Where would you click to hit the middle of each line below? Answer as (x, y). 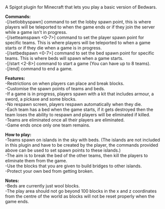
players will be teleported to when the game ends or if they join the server (80, 27)
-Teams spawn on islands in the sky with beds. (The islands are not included (82, 140)
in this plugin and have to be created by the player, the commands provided (82, 145)
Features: (15, 78)
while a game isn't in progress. (36, 32)
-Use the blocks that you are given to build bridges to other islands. (73, 166)
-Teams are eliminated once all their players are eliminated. (65, 120)
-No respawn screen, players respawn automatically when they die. (74, 104)
